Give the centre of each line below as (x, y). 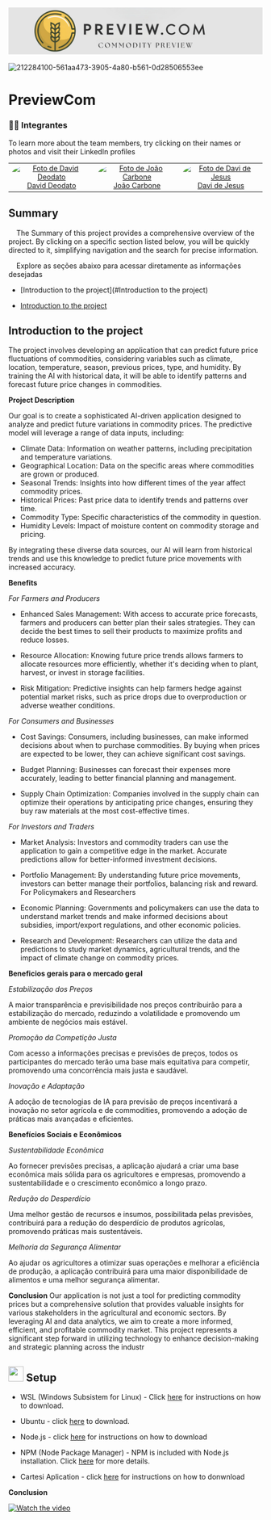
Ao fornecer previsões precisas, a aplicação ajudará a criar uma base (124, 1166)
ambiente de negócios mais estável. (68, 1022)
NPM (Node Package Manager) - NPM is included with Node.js (125, 1453)
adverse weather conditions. (67, 706)
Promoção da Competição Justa (63, 1038)
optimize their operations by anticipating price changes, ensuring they (137, 803)
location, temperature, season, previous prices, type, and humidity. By (125, 367)
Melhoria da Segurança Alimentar (65, 1247)
